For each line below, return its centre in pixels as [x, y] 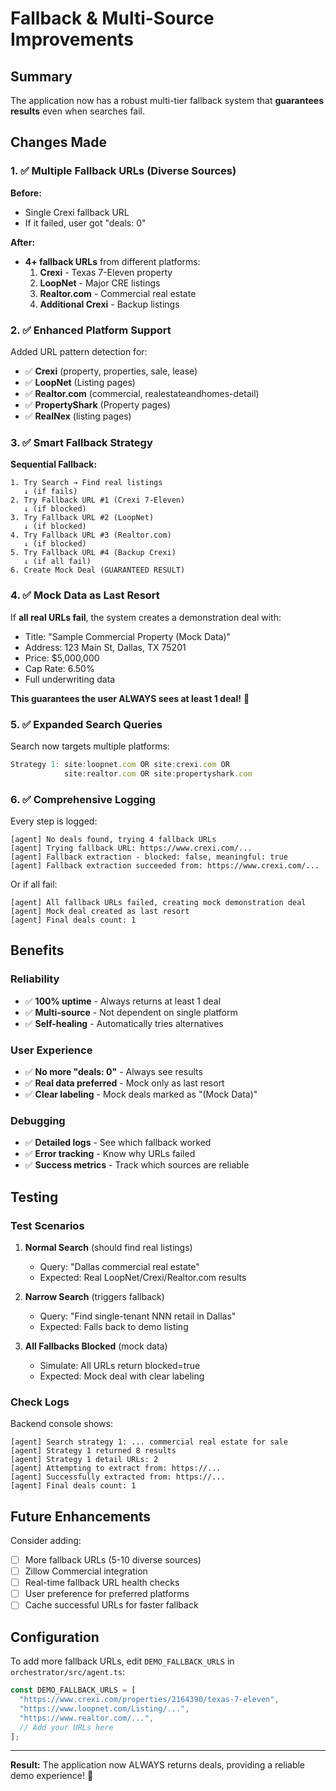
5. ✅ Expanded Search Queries [86, 724]
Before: [26, 193]
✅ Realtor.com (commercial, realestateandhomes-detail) [142, 393]
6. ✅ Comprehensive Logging [83, 799]
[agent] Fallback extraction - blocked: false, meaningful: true [149, 857]
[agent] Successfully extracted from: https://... [118, 1477]
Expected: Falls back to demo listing [114, 1326]
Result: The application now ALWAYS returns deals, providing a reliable [158, 1765]
